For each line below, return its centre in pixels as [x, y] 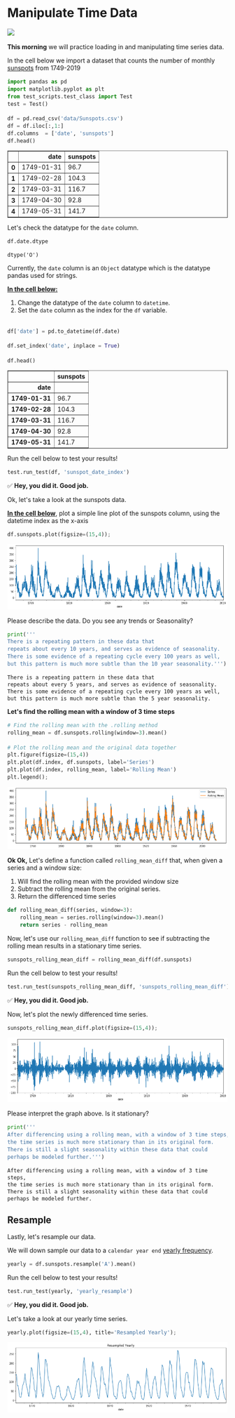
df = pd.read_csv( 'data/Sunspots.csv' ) [65, 119]
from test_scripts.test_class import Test [70, 96]
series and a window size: [45, 868]
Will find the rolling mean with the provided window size [98, 882]
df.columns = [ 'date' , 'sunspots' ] [60, 134]
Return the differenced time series [67, 896]
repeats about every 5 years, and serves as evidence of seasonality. [112, 684]
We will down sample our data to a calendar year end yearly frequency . [110, 1250]
